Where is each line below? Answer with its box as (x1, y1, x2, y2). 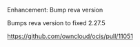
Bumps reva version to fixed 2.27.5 (7, 19, 106, 27)
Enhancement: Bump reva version (7, 6, 103, 14)
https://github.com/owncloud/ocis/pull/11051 (7, 32, 133, 40)
